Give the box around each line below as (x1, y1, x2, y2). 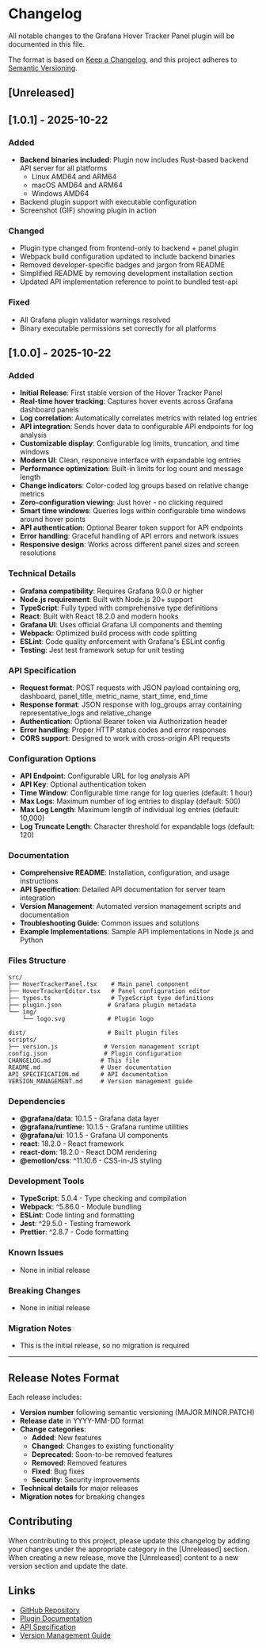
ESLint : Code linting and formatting (19, 1210, 135, 1220)
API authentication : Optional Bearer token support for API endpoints (19, 523, 244, 532)
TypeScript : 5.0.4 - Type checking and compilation (19, 1194, 188, 1203)
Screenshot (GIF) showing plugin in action (19, 205, 157, 215)
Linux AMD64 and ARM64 (31, 172, 117, 182)
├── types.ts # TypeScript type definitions (8, 994, 215, 1002)
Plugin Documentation (19, 1613, 93, 1623)
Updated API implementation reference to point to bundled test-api (19, 277, 237, 286)
